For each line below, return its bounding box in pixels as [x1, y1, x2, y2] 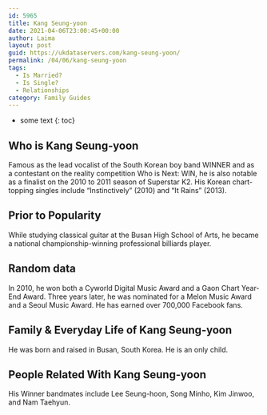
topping [8, 186, 34, 195]
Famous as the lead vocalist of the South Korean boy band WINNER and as [8, 160, 255, 170]
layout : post [8, 42, 52, 50]
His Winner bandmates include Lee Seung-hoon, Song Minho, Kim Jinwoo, [8, 389, 254, 399]
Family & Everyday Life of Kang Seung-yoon [8, 324, 233, 337]
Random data [8, 262, 76, 276]
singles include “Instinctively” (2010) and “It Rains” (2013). [35, 186, 227, 195]
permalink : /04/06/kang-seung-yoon [8, 57, 127, 65]
